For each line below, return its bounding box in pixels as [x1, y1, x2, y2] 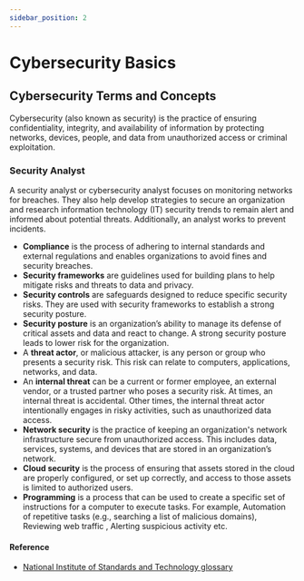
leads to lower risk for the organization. [22, 337, 170, 348]
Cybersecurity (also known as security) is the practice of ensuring [9, 113, 257, 123]
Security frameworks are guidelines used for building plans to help [22, 270, 275, 281]
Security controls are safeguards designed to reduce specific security [22, 289, 288, 300]
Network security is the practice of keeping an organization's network [22, 424, 288, 435]
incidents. [9, 223, 46, 234]
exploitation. [9, 142, 56, 153]
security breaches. [22, 260, 93, 271]
